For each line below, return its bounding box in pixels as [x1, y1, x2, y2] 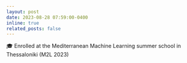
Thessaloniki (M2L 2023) [6, 51, 69, 58]
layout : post [6, 8, 39, 15]
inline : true [6, 20, 39, 26]
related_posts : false [6, 25, 61, 32]
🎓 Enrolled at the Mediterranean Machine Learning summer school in [6, 43, 181, 50]
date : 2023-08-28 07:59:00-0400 [6, 14, 88, 20]
